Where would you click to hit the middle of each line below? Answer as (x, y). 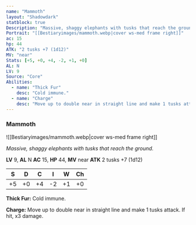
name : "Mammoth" (26, 11)
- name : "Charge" (32, 98)
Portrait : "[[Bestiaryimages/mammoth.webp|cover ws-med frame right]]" (95, 33)
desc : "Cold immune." (43, 93)
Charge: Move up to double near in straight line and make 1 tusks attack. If (96, 210)
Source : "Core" (24, 77)
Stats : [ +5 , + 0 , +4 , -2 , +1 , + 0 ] (47, 60)
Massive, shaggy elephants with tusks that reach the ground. (80, 148)
